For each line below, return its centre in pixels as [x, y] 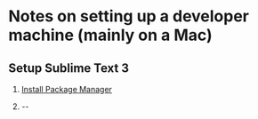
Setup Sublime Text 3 [69, 68]
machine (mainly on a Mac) [110, 35]
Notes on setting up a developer [129, 16]
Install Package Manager [67, 89]
